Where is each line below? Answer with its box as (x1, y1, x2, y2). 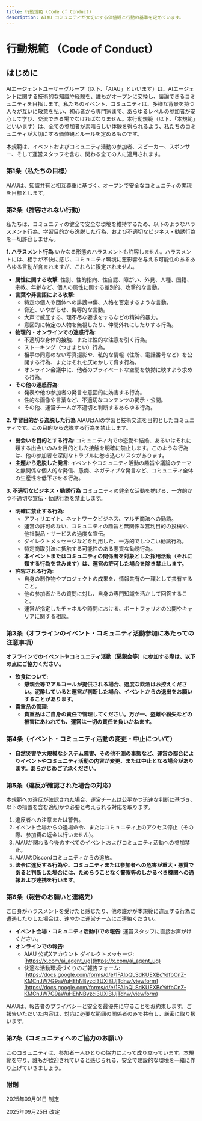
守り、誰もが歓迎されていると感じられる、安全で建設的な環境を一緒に (16, 1056, 191, 1064)
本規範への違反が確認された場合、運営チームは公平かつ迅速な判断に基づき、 (6, 796, 195, 803)
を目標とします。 (6, 189, 48, 196)
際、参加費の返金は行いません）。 (14, 831, 97, 838)
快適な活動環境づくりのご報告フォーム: (23, 964, 121, 971)
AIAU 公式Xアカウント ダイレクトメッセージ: (23, 950, 134, 958)
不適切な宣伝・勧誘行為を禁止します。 (11, 495, 106, 502)
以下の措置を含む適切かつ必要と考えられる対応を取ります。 (6, 803, 153, 810)
